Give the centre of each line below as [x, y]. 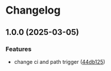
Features [19, 49]
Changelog [33, 10]
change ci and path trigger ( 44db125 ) [60, 62]
